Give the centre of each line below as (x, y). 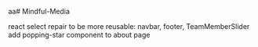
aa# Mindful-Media (39, 11)
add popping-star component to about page (79, 35)
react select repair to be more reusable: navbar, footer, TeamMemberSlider (129, 26)
